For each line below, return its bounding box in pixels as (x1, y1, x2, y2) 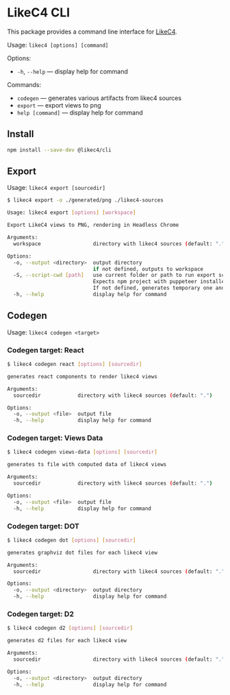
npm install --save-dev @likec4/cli (7, 146, 112, 154)
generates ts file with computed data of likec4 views (7, 461, 167, 468)
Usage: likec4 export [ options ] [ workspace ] (7, 209, 136, 217)
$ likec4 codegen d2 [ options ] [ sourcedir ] (7, 625, 133, 632)
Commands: (7, 80, 42, 88)
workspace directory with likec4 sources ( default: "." (13, 240, 225, 247)
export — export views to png (16, 101, 101, 109)
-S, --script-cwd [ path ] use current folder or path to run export (13, 272, 216, 279)
